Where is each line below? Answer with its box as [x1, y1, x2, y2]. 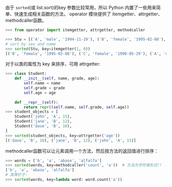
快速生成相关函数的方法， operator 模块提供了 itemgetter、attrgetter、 [14, 11, 163, 17]
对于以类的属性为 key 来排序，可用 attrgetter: [5, 61, 101, 67]
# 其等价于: [5, 172, 28, 178]
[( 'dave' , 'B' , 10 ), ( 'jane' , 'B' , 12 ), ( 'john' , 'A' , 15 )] [5, 138, 137, 143]
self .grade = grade [24, 86, 66, 91]
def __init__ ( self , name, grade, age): [14, 76, 100, 81]
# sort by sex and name [5, 41, 56, 47]
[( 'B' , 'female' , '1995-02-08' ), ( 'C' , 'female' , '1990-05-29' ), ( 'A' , [5, 51, 161, 56]
